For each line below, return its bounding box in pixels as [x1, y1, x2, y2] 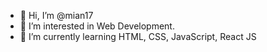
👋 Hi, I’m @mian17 [19, 10, 94, 21]
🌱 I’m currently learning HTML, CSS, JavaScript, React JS [19, 31, 257, 42]
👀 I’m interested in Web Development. [19, 20, 175, 32]
